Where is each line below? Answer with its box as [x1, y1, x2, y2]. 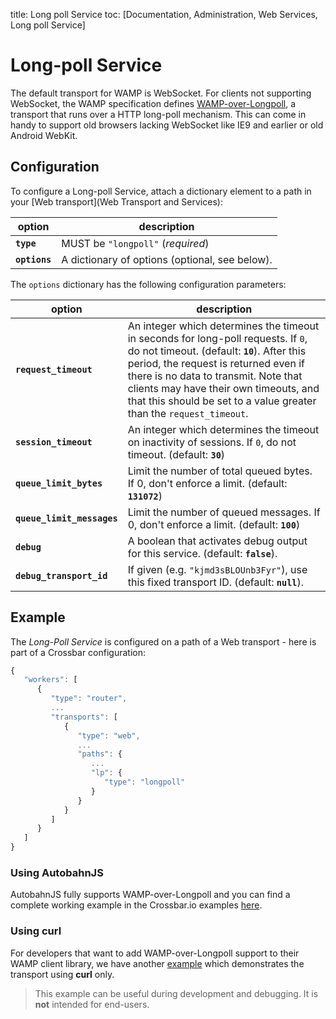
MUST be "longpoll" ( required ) [61, 236, 210, 250]
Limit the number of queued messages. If [127, 505, 321, 519]
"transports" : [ [50, 712, 118, 722]
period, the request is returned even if [127, 356, 305, 370]
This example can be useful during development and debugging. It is [34, 987, 319, 999]
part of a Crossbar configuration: [10, 646, 147, 658]
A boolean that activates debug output [127, 534, 308, 548]
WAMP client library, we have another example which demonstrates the [10, 957, 305, 969]
